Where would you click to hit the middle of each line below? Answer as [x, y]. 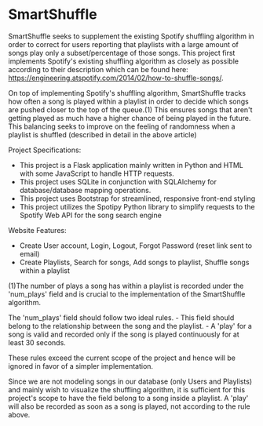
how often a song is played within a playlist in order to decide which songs [128, 101]
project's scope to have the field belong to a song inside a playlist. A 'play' [128, 398]
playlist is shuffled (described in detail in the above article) [103, 134]
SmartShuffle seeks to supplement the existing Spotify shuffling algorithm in [131, 36]
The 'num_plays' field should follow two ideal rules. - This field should [121, 317]
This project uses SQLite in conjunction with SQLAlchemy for [118, 181]
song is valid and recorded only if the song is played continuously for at [124, 334]
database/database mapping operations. [85, 190]
